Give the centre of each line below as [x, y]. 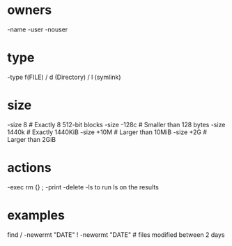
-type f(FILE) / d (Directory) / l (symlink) [64, 77]
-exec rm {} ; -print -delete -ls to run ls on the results [83, 187]
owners [30, 10]
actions [29, 168]
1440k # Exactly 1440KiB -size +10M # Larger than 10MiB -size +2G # [107, 132]
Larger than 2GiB [32, 139]
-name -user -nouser [38, 29]
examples [36, 215]
